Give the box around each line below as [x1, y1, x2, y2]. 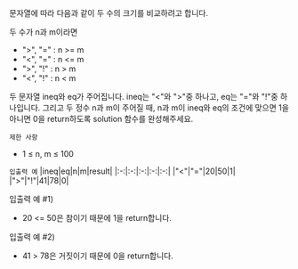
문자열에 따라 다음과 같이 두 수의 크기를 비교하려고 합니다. [9, 8, 209, 18]
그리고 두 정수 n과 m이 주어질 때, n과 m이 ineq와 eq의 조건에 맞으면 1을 [42, 102, 289, 113]
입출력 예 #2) [9, 232, 55, 242]
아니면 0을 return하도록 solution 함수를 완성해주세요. [9, 114, 194, 124]
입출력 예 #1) [9, 194, 54, 204]
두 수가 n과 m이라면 [9, 27, 78, 37]
